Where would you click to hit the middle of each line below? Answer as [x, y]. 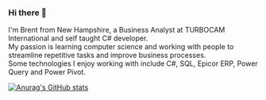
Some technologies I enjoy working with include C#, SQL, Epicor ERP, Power [133, 63]
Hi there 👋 [28, 13]
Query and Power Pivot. [47, 72]
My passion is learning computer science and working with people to [121, 47]
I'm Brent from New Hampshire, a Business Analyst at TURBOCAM [117, 30]
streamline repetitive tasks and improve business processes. [107, 56]
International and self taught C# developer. [78, 38]
